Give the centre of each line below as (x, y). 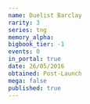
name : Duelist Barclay (45, 15)
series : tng (27, 30)
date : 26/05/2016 (36, 66)
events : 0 (24, 52)
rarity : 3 (24, 23)
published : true (34, 88)
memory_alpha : (31, 37)
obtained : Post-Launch (45, 74)
